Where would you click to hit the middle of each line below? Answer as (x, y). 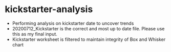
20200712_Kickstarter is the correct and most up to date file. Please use (88, 28)
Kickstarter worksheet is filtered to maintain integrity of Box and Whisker (89, 39)
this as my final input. (35, 34)
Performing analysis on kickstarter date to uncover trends (73, 23)
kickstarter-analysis (49, 9)
